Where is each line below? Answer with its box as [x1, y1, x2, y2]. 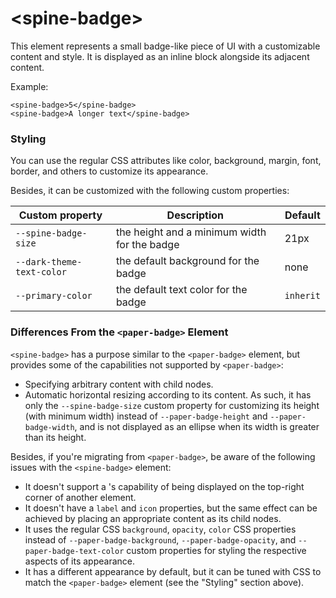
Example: [10, 80, 49, 92]
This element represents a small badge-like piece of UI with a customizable [10, 40, 321, 52]
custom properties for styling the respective [126, 544, 307, 556]
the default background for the [115, 254, 260, 268]
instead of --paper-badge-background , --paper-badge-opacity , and [24, 533, 297, 546]
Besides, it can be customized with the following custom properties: [10, 185, 290, 197]
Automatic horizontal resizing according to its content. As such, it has [24, 388, 312, 401]
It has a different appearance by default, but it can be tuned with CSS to [24, 565, 322, 577]
